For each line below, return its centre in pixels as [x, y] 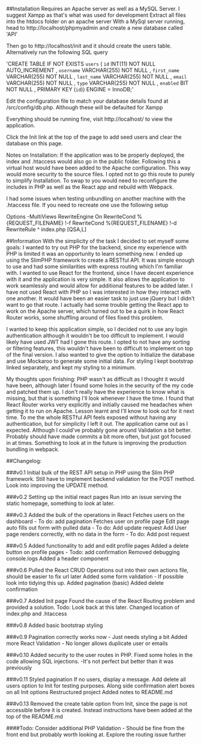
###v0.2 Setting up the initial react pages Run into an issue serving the [94, 497]
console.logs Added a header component [58, 558]
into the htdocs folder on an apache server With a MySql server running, [96, 21]
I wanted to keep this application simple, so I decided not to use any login [97, 329]
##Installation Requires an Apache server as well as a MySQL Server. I [93, 9]
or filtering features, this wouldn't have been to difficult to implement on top [100, 348]
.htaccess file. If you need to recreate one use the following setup [87, 205]
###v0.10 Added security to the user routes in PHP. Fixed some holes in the [100, 655]
